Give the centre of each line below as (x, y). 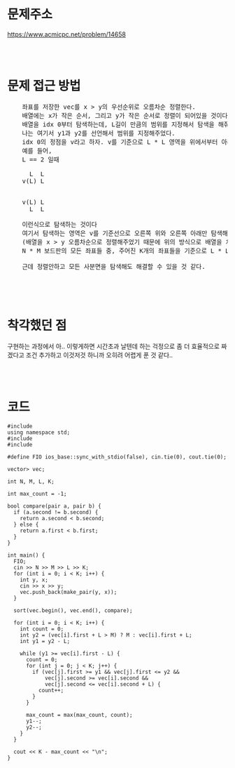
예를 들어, (37, 151)
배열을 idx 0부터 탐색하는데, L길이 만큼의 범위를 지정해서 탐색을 (118, 124)
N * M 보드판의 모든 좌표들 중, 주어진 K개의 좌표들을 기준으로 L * (122, 251)
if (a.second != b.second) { (56, 512)
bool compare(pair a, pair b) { (54, 506)
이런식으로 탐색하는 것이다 (60, 224)
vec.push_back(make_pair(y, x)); (69, 592)
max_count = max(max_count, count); (79, 715)
